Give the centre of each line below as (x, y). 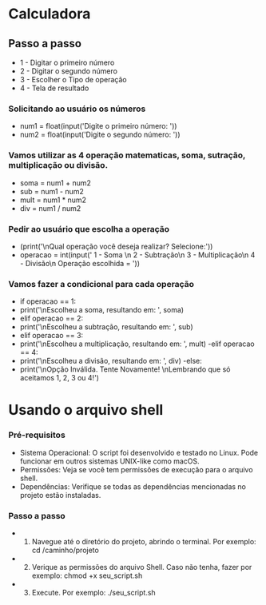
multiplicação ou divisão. (58, 165)
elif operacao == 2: (52, 318)
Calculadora (50, 14)
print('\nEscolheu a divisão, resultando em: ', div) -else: (111, 361)
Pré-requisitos (37, 435)
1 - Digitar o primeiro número (67, 62)
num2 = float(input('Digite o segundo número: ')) (100, 135)
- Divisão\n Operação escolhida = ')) (79, 263)
